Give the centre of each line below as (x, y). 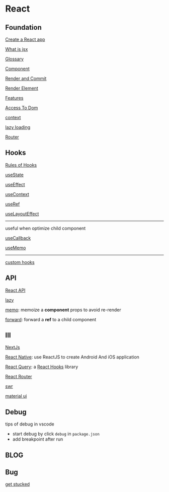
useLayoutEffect (22, 214)
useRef (13, 204)
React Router (19, 377)
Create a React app (25, 39)
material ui (16, 396)
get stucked (18, 484)
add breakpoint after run (38, 439)
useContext (17, 194)
